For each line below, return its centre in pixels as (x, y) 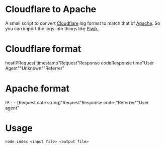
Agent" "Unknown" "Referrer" (35, 68)
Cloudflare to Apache (51, 9)
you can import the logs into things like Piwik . (52, 28)
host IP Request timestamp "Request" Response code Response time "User (80, 63)
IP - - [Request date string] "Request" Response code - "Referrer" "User (77, 102)
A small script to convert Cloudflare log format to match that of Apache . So (83, 23)
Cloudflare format (43, 49)
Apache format (37, 89)
